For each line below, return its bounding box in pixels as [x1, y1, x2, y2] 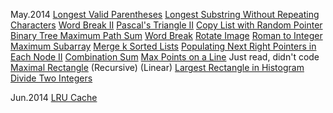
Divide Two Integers [10, 72, 93, 84]
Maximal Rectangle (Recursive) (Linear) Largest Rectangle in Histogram [10, 62, 305, 73]
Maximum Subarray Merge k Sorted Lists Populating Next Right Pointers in [10, 40, 317, 52]
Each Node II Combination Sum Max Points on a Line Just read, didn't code [10, 51, 320, 63]
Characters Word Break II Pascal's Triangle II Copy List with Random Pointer [10, 19, 323, 31]
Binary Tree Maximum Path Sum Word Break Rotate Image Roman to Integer [10, 30, 323, 41]
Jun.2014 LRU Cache [10, 92, 98, 103]
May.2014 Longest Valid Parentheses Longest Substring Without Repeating [10, 9, 320, 20]
